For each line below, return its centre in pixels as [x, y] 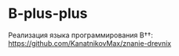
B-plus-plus [48, 14]
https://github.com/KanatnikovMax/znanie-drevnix [90, 43]
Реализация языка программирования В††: [80, 35]
